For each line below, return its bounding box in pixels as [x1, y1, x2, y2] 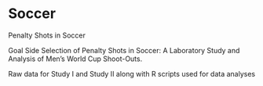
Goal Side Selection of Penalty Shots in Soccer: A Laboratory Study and [8, 45, 240, 55]
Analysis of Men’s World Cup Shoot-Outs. [8, 54, 143, 63]
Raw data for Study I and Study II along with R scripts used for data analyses [8, 69, 256, 78]
